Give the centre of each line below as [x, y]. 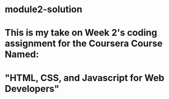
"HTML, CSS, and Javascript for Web [85, 78]
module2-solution [44, 9]
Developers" [32, 89]
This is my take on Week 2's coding [81, 33]
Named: [22, 54]
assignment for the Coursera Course [84, 44]
